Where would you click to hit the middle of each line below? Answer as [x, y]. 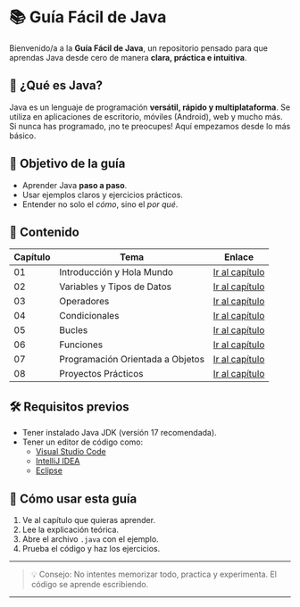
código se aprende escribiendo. [90, 584]
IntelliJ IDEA [58, 461]
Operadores [84, 302]
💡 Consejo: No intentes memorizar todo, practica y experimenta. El [154, 574]
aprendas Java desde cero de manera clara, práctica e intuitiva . [128, 57]
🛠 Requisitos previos [69, 407]
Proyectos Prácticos [101, 374]
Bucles [74, 330]
